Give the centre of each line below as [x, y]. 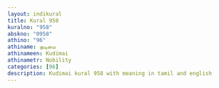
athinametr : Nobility [40, 60]
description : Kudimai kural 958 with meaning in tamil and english [110, 73]
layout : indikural [35, 14]
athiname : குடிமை [32, 47]
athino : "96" [27, 40]
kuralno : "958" [30, 27]
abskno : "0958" [30, 34]
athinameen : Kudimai [38, 54]
